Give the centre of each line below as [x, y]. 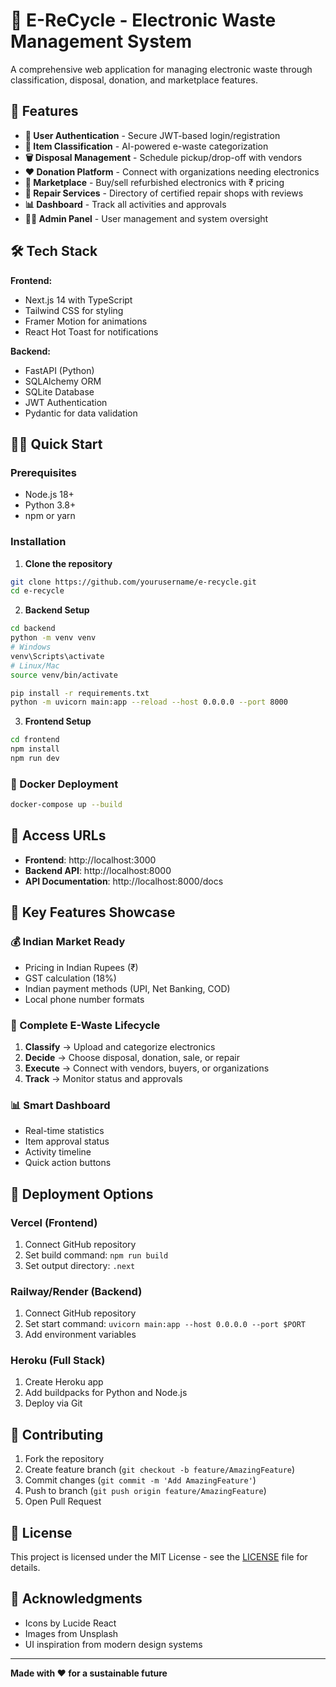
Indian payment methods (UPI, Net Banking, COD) [127, 988]
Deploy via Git [53, 1403]
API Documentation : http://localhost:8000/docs [124, 881]
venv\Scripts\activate [57, 656]
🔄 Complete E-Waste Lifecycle [85, 1025]
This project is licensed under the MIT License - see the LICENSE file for [159, 1557]
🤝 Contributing [57, 1434]
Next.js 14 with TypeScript [78, 300]
